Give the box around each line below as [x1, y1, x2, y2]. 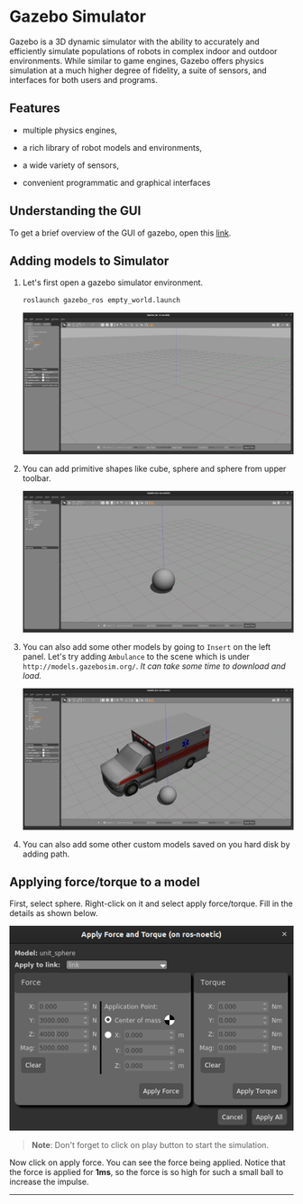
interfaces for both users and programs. [9, 74, 158, 85]
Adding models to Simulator [9, 253, 170, 268]
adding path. [22, 848, 70, 859]
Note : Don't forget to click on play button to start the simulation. [31, 1139, 269, 1150]
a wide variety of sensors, [22, 160, 120, 171]
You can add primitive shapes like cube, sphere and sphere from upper [22, 463, 287, 475]
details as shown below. [9, 908, 98, 919]
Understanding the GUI [9, 203, 142, 218]
